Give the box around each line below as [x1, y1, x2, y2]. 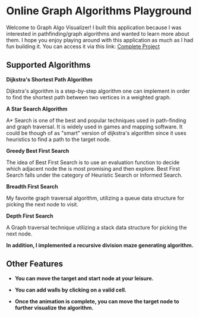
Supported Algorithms [6, 60, 91, 70]
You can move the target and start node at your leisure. [14, 275, 154, 282]
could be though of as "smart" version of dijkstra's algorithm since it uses [6, 129, 187, 136]
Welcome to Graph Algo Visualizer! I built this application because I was [6, 24, 182, 31]
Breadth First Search [6, 183, 58, 190]
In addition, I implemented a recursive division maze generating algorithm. [6, 241, 194, 249]
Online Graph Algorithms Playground [6, 4, 192, 18]
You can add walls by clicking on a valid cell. [14, 286, 127, 293]
